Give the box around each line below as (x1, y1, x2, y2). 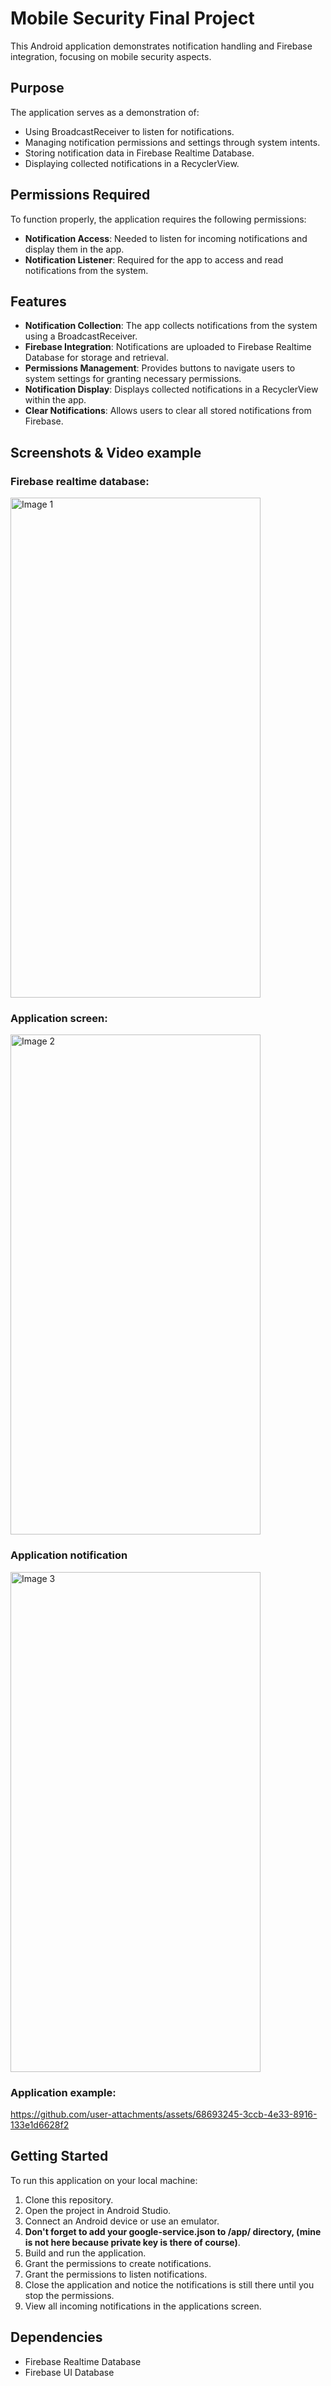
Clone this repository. (24, 2193, 114, 2206)
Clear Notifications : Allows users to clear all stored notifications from (24, 405, 312, 417)
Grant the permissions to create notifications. (24, 2257, 212, 2269)
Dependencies (10, 2329, 103, 2346)
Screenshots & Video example (10, 444, 202, 461)
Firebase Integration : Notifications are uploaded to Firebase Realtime (24, 341, 312, 353)
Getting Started (10, 2148, 109, 2165)
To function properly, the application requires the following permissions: (10, 213, 307, 225)
